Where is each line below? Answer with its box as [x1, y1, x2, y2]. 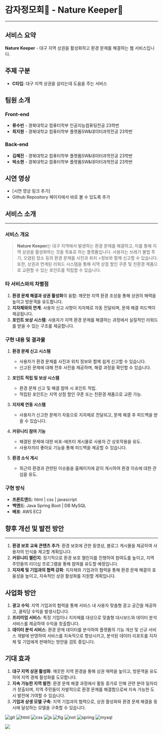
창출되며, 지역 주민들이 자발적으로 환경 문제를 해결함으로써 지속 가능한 [17, 686, 149, 692]
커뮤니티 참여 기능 [12, 428, 46, 434]
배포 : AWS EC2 [12, 509, 42, 515]
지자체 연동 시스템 [12, 401, 46, 408]
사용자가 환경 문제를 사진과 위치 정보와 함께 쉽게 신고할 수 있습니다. [19, 359, 147, 365]
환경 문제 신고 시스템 [12, 348, 51, 354]
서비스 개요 [5, 231, 30, 238]
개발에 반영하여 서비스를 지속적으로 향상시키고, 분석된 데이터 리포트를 [17, 633, 148, 638]
